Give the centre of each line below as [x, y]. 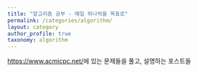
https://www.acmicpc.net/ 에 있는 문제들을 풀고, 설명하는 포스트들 [99, 61]
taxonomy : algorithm [38, 40]
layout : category [33, 27]
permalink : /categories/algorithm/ [60, 20]
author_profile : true [39, 34]
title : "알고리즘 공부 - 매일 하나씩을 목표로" [68, 14]
